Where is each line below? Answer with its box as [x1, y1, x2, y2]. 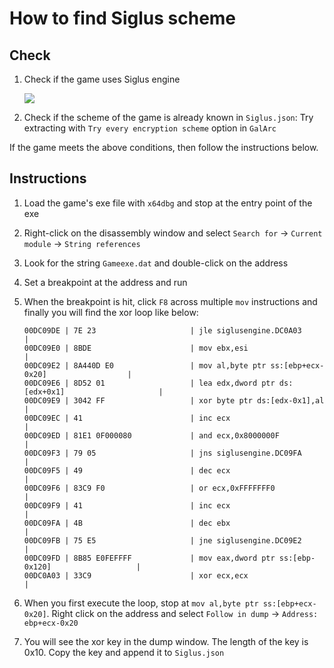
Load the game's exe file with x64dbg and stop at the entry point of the [23, 197, 313, 209]
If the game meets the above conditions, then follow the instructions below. [9, 142, 319, 153]
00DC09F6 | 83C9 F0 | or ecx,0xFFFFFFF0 [23, 483, 276, 493]
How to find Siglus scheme [9, 7, 237, 30]
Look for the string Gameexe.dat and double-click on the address [23, 257, 289, 269]
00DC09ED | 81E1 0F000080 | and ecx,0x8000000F [23, 430, 280, 441]
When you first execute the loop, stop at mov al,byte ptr [23, 597, 259, 609]
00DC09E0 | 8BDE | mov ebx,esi [23, 343, 249, 353]
